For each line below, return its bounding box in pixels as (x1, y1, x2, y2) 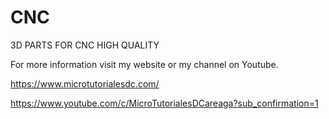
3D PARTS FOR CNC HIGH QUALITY (10, 39, 160, 51)
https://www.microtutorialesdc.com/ (10, 77, 160, 90)
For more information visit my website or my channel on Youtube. (10, 58, 279, 70)
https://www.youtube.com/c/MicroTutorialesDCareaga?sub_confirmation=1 (10, 97, 319, 109)
